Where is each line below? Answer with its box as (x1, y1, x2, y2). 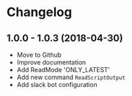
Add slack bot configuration (16, 81, 98, 88)
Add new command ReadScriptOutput (16, 73, 126, 81)
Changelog (6, 4, 72, 20)
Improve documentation (16, 58, 86, 67)
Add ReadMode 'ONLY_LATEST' (16, 66, 110, 74)
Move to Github (16, 50, 62, 59)
